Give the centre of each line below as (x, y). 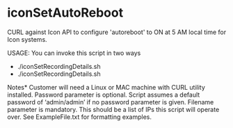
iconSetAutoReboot (65, 13)
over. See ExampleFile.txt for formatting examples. (79, 117)
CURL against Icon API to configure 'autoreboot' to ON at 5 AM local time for (117, 32)
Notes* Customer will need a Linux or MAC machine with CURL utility (106, 87)
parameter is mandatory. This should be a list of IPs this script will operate (113, 109)
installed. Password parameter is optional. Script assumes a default (104, 95)
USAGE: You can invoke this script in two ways (74, 53)
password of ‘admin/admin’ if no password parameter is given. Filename (111, 102)
